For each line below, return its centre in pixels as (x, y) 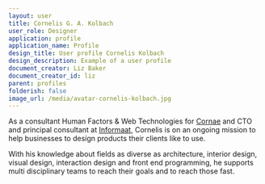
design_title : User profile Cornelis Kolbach (86, 53)
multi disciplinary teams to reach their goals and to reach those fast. (122, 171)
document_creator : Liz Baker (57, 69)
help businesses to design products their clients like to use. (107, 139)
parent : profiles (38, 83)
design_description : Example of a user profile (90, 61)
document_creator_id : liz (52, 76)
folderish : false (38, 91)
